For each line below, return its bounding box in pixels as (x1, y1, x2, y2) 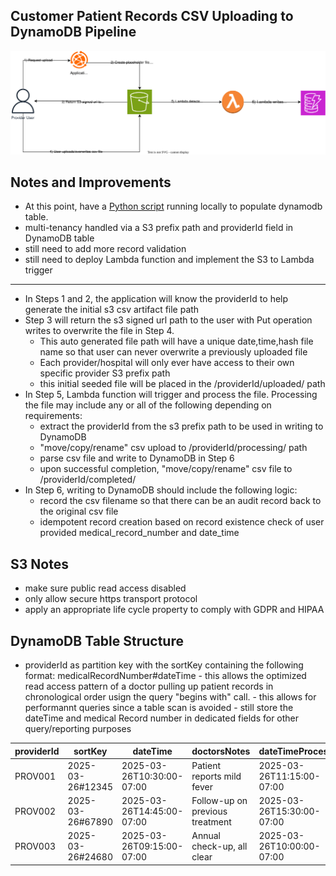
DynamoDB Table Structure (10, 632, 184, 649)
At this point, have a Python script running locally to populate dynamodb (24, 200, 323, 213)
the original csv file (39, 505, 119, 518)
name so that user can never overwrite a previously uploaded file (39, 346, 308, 358)
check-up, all (191, 840, 248, 853)
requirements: (24, 410, 83, 422)
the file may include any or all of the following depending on (24, 399, 272, 411)
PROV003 (14, 840, 57, 853)
